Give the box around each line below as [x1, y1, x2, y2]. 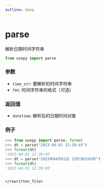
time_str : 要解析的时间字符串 [12, 81, 72, 87]
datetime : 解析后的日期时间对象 [12, 113, 77, 119]
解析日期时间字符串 [5, 46, 45, 52]
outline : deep [5, 7, 35, 12]
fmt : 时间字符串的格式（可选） [12, 87, 74, 93]
